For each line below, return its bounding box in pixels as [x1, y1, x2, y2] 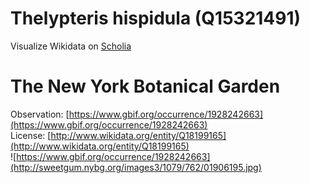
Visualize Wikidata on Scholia [10, 40, 132, 52]
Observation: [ [10, 108, 70, 120]
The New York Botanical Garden [10, 75, 281, 98]
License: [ [10, 129, 52, 141]
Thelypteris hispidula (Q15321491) [10, 7, 302, 30]
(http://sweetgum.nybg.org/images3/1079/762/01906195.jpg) [10, 161, 262, 173]
